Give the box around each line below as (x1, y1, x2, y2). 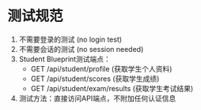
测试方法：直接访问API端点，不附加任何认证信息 (18, 93, 176, 103)
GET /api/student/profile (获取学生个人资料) (30, 64, 173, 73)
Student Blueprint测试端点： (18, 54, 112, 64)
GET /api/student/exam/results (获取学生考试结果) (30, 83, 194, 93)
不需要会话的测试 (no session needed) (18, 44, 144, 53)
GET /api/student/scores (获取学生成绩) (30, 74, 160, 83)
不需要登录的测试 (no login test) (18, 35, 123, 44)
